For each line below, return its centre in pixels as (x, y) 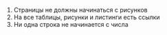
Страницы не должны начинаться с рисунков (80, 10)
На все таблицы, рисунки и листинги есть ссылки (87, 17)
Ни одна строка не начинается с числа (71, 24)
